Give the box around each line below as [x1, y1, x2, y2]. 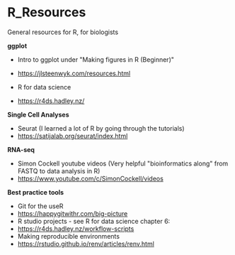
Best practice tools [7, 188, 64, 196]
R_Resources [7, 4, 86, 21]
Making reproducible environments [17, 232, 120, 240]
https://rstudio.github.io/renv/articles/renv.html [17, 239, 154, 248]
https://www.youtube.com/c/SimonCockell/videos [17, 174, 164, 183]
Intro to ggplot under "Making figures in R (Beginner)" [17, 55, 175, 64]
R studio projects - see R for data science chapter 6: [17, 217, 171, 225]
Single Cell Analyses [7, 110, 69, 119]
